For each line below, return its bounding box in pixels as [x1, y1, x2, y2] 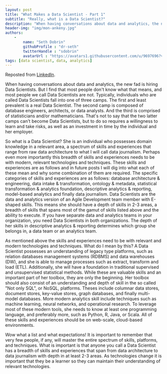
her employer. [5, 129, 34, 135]
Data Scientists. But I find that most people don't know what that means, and [5, 86, 162, 92]
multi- [138, 291, 150, 297]
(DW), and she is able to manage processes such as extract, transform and [5, 259, 159, 265]
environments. [5, 322, 35, 328]
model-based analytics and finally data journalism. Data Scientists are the [5, 191, 156, 197]
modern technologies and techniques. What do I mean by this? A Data [5, 243, 149, 249]
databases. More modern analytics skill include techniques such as [19, 296, 157, 302]
